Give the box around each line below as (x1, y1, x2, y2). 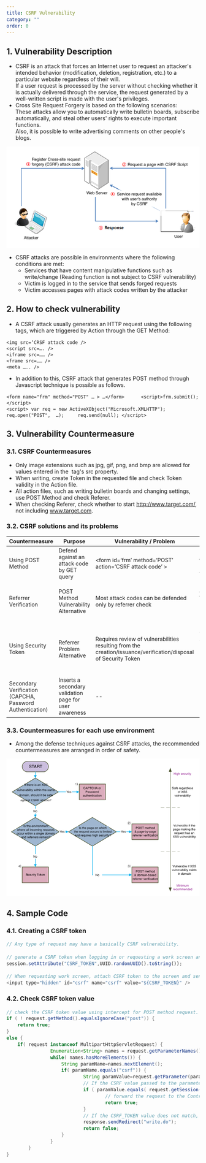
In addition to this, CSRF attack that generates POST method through (15, 375, 189, 382)
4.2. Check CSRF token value (6, 994, 95, 1003)
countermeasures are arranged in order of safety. (15, 747, 141, 754)
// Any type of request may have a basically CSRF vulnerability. (6, 941, 180, 947)
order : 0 (6, 23, 29, 29)
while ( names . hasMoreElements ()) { (50, 1054, 141, 1061)
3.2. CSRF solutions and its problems (6, 522, 118, 530)
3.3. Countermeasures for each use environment (6, 726, 154, 734)
